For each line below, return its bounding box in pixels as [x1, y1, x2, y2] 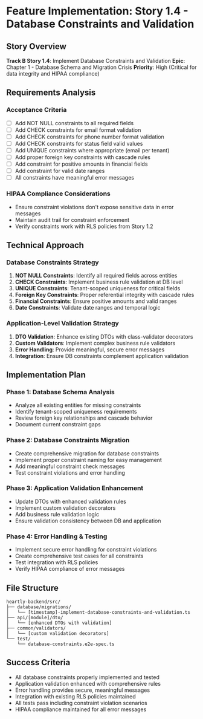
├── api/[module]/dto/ [6, 614, 63, 620]
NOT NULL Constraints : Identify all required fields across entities [14, 272, 178, 279]
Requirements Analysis [6, 88, 96, 98]
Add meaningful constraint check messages [14, 463, 125, 470]
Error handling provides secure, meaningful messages [14, 686, 150, 694]
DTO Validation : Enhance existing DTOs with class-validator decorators [14, 333, 193, 340]
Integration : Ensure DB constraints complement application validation [14, 352, 189, 359]
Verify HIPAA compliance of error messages [14, 565, 125, 573]
